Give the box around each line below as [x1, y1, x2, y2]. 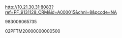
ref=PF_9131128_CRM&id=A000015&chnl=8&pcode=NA [5, 9, 117, 15]
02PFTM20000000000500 [5, 28, 61, 34]
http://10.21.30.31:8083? [5, 4, 54, 10]
